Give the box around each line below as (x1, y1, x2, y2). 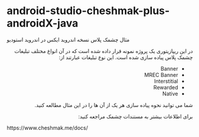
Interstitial (154, 78, 178, 85)
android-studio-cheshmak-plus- (6, 4, 170, 18)
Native (162, 90, 178, 97)
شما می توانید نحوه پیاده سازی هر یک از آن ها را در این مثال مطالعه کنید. (34, 101, 193, 108)
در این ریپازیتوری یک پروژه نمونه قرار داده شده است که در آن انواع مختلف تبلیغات (14, 47, 193, 54)
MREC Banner (144, 71, 178, 78)
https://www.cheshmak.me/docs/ (6, 124, 88, 131)
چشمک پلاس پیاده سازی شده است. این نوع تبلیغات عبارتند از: (58, 54, 193, 61)
